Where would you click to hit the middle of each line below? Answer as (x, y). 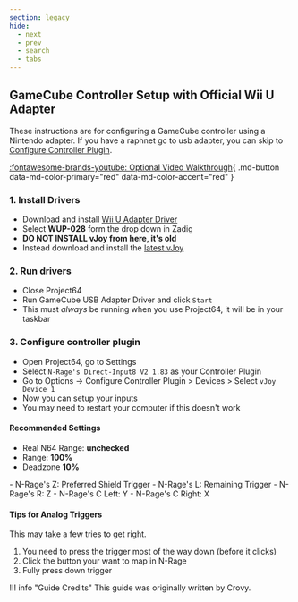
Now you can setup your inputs (80, 398)
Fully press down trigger (67, 571)
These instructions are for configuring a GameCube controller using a (137, 131)
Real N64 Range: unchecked (76, 447)
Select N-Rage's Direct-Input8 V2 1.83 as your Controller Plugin (142, 371)
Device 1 (38, 389)
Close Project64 (52, 291)
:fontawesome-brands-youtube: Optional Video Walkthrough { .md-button (145, 167)
